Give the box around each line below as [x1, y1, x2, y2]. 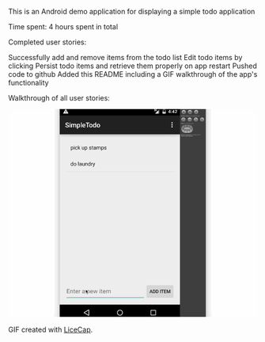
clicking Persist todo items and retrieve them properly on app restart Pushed [8, 61, 257, 70]
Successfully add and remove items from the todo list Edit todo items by [8, 53, 243, 62]
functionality [8, 78, 49, 87]
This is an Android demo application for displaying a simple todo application [8, 7, 256, 16]
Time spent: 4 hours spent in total [8, 22, 119, 31]
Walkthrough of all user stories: [8, 93, 111, 102]
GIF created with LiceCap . [8, 325, 93, 335]
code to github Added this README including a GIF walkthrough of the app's [8, 70, 258, 78]
